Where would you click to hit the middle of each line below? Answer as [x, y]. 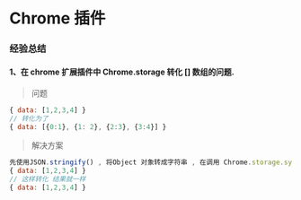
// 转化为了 [29, 119]
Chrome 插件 [58, 18]
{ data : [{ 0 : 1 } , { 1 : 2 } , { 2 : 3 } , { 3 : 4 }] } [88, 127]
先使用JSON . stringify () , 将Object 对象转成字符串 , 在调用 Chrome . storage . [147, 162]
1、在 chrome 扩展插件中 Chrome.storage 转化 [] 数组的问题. [122, 72]
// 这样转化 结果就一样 [48, 179]
